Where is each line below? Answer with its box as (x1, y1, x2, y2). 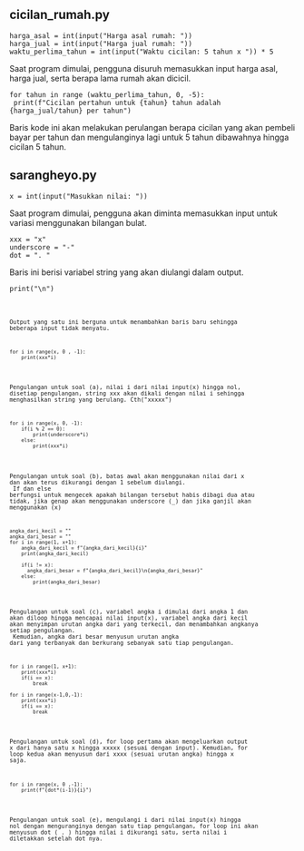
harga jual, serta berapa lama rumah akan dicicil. (9, 73, 191, 83)
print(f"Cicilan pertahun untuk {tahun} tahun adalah (13, 98, 221, 107)
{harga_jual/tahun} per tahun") (9, 106, 132, 115)
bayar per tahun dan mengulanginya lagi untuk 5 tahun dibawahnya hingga (9, 132, 289, 142)
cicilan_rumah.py (9, 7, 111, 23)
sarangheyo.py (9, 168, 97, 183)
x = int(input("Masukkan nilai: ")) (9, 191, 148, 201)
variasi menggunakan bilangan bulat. (9, 217, 147, 228)
